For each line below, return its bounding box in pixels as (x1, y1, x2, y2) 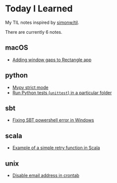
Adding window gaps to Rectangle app (12, 57, 92, 63)
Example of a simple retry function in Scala (12, 145, 100, 151)
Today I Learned (5, 3, 73, 14)
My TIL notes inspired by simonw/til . (5, 19, 79, 25)
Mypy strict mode (12, 84, 49, 90)
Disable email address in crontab (12, 173, 79, 178)
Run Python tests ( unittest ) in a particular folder (12, 90, 112, 95)
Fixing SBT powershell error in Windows (12, 117, 94, 123)
